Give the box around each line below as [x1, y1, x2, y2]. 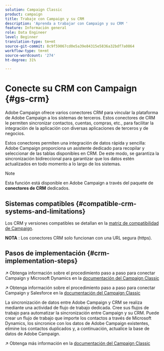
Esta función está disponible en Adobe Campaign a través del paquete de [5, 180, 154, 186]
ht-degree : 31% [5, 58, 36, 62]
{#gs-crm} [5, 93, 50, 105]
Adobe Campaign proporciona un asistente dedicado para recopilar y [5, 146, 145, 151]
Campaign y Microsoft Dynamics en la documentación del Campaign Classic [5, 275, 160, 281]
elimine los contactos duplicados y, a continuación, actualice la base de [5, 325, 150, 331]
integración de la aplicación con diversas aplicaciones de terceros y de [5, 125, 148, 131]
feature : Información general [5, 26, 67, 30]
